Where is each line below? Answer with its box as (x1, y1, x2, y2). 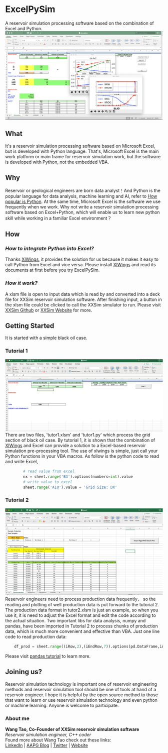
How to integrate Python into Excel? (5, 245, 94, 252)
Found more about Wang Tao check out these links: (5, 737, 111, 743)
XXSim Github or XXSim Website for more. (5, 307, 92, 313)
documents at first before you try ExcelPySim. (5, 267, 100, 273)
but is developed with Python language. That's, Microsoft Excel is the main (5, 148, 159, 154)
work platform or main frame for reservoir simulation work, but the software (5, 153, 161, 159)
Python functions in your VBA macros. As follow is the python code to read (5, 453, 159, 459)
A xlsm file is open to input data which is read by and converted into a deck (5, 291, 160, 297)
